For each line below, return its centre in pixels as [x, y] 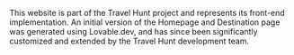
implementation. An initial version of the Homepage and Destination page [145, 22]
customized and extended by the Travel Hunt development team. [129, 41]
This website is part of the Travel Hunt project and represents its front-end [147, 13]
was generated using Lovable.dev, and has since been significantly [134, 31]
